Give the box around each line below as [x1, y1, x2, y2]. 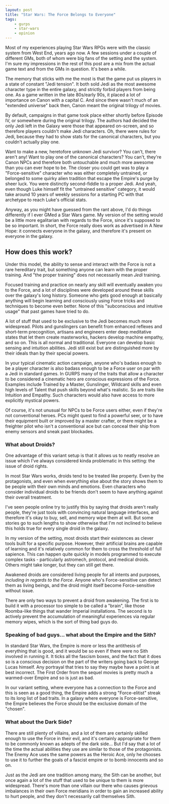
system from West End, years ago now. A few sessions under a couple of [5, 50, 157, 56]
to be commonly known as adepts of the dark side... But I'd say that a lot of [5, 741, 161, 747]
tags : [5, 17, 17, 22]
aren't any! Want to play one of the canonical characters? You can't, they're [5, 154, 162, 160]
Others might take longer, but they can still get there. [5, 562, 115, 568]
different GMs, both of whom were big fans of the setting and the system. [5, 55, 157, 61]
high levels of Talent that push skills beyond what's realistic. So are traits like [5, 386, 164, 392]
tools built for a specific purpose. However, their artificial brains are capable [5, 540, 162, 546]
